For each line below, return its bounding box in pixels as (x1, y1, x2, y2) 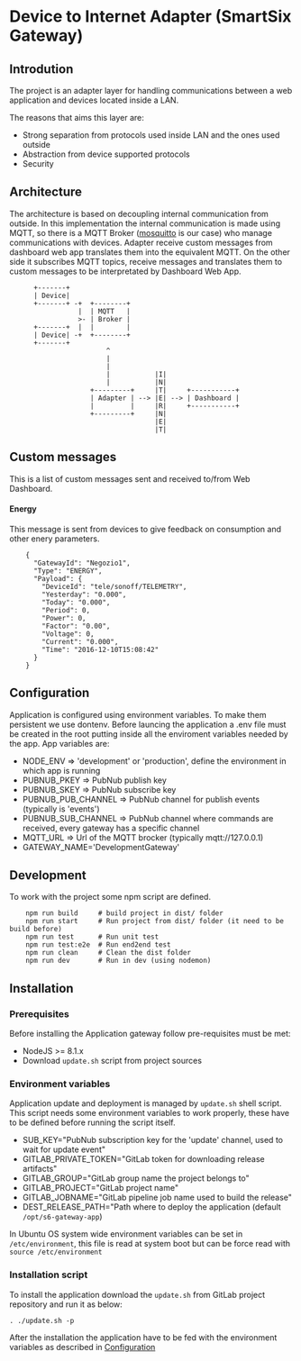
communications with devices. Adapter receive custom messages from (9, 237, 273, 248)
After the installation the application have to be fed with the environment (9, 1331, 278, 1343)
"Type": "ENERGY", (32, 566, 103, 576)
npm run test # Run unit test (25, 932, 160, 942)
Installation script (9, 1268, 88, 1281)
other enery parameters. (9, 533, 100, 544)
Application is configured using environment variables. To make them (9, 709, 267, 720)
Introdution (9, 61, 74, 77)
